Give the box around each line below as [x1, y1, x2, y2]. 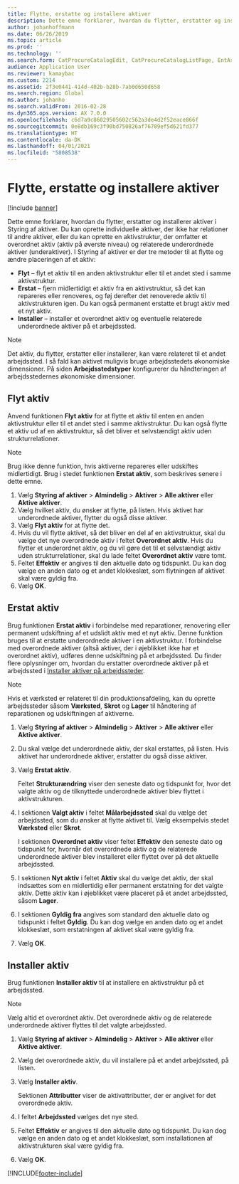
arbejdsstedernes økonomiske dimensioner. [7, 371, 136, 381]
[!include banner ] [7, 203, 58, 212]
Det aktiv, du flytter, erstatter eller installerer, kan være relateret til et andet [7, 349, 226, 358]
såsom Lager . [17, 896, 59, 904]
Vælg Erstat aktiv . [17, 766, 71, 774]
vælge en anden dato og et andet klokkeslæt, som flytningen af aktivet [17, 566, 225, 575]
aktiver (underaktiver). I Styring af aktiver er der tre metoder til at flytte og [7, 247, 223, 256]
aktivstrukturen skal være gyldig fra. [17, 1141, 124, 1150]
